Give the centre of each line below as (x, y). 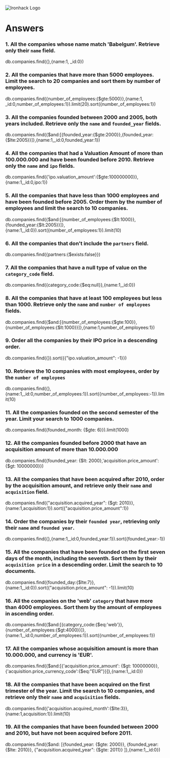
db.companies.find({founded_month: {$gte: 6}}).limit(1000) (67, 430)
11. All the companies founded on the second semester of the (82, 413)
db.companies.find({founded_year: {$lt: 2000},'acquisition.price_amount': (82, 461)
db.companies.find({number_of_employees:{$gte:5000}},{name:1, (74, 99)
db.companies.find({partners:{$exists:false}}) (53, 254)
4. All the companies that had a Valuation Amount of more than (84, 153)
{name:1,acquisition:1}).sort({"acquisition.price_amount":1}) (67, 508)
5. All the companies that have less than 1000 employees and (82, 196)
